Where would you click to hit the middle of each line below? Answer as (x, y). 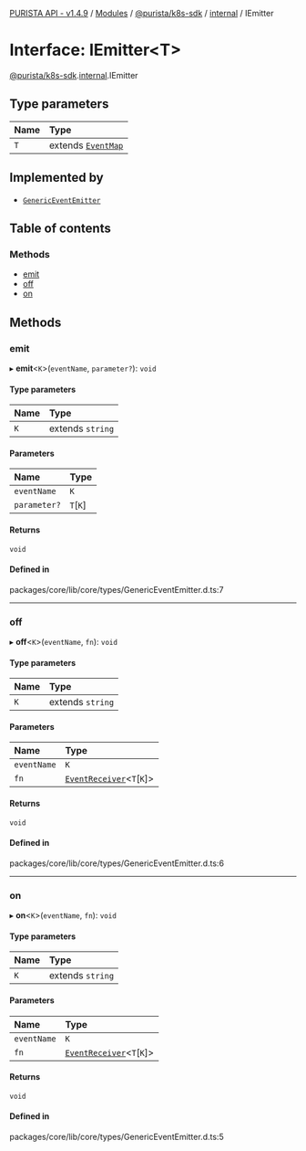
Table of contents (60, 228)
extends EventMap (86, 145)
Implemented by (56, 178)
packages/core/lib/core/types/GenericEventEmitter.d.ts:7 (117, 589)
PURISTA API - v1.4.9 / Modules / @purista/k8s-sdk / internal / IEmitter (142, 13)
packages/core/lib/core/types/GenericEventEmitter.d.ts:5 (117, 1136)
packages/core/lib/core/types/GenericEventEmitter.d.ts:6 (117, 863)
